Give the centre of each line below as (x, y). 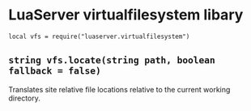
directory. (24, 98)
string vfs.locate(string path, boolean (112, 60)
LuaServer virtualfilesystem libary (126, 15)
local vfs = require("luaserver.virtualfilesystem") (99, 36)
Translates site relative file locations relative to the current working (119, 89)
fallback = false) (55, 71)
